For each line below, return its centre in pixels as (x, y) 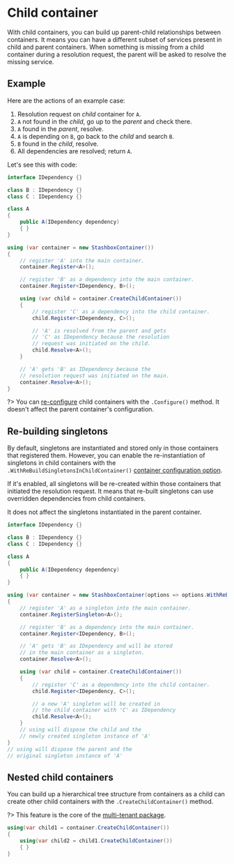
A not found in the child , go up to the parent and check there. (105, 121)
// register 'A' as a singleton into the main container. (106, 608)
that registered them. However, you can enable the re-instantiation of (106, 455)
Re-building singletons (57, 431)
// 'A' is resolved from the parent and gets (100, 331)
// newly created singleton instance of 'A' (85, 736)
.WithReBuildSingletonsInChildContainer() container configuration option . (115, 470)
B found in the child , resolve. (58, 144)
